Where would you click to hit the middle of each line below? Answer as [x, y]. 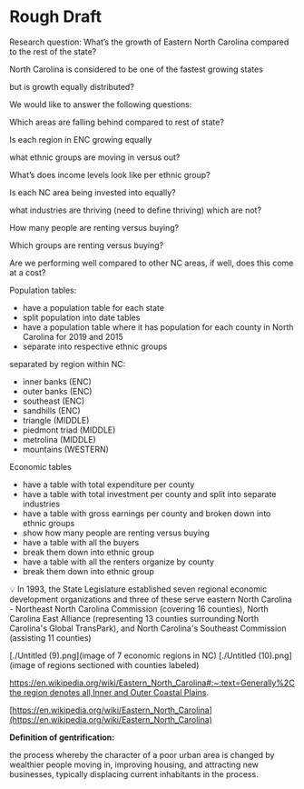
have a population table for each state [93, 307]
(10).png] [275, 655]
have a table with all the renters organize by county [118, 562]
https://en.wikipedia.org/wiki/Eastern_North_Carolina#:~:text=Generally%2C [152, 683]
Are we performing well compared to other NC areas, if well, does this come [152, 263]
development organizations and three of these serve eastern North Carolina [151, 599]
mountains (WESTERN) [65, 449]
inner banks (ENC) [57, 381]
